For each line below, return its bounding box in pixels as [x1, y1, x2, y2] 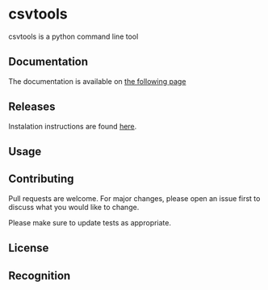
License [8, 242, 49, 255]
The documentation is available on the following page [8, 76, 186, 86]
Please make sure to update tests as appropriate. [8, 217, 172, 227]
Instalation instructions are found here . [8, 121, 137, 131]
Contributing [8, 172, 74, 186]
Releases [8, 100, 56, 114]
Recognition [8, 268, 71, 283]
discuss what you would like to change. [8, 202, 140, 212]
